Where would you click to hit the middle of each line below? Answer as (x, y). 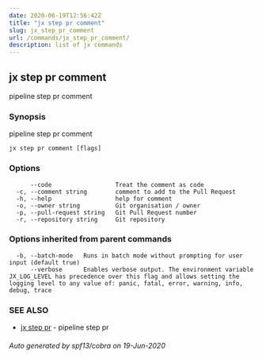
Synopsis (27, 116)
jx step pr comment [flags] (55, 149)
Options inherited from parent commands (91, 239)
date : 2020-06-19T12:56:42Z (55, 15)
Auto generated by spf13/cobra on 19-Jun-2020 (87, 345)
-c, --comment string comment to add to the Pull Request (126, 192)
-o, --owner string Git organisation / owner (108, 206)
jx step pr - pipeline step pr (65, 328)
